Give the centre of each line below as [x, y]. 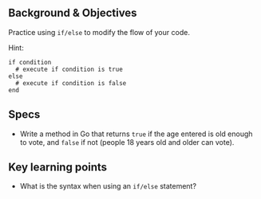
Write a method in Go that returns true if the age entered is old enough [136, 134]
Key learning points [58, 168]
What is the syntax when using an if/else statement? [108, 186]
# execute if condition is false [71, 83]
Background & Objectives [73, 13]
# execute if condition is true [69, 69]
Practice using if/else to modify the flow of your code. [99, 32]
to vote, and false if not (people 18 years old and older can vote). [127, 142]
